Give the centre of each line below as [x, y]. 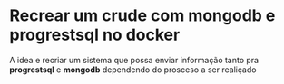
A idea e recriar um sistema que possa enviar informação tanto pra [134, 60]
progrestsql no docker [95, 35]
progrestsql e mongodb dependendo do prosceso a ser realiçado [133, 70]
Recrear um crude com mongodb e [142, 16]
